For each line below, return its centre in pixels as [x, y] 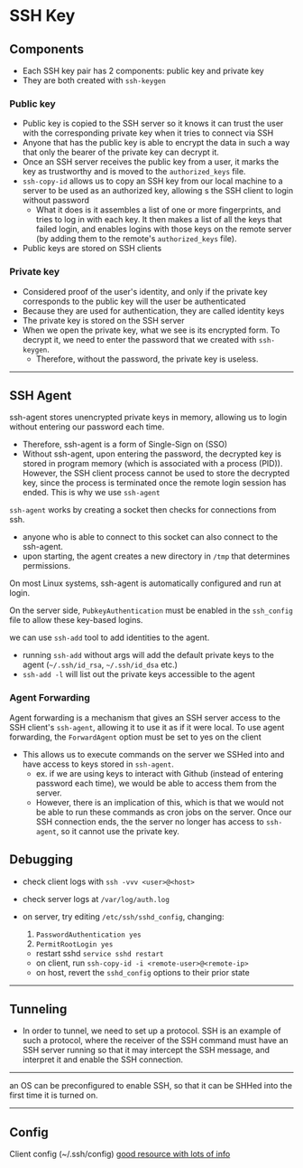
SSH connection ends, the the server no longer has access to [150, 821]
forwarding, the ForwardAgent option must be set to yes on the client [135, 737]
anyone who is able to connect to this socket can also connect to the [150, 537]
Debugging [41, 860]
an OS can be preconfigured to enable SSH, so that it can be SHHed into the [151, 1086]
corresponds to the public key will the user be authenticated [134, 301]
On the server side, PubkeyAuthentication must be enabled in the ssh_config [151, 610]
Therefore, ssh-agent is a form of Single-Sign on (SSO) [125, 445]
